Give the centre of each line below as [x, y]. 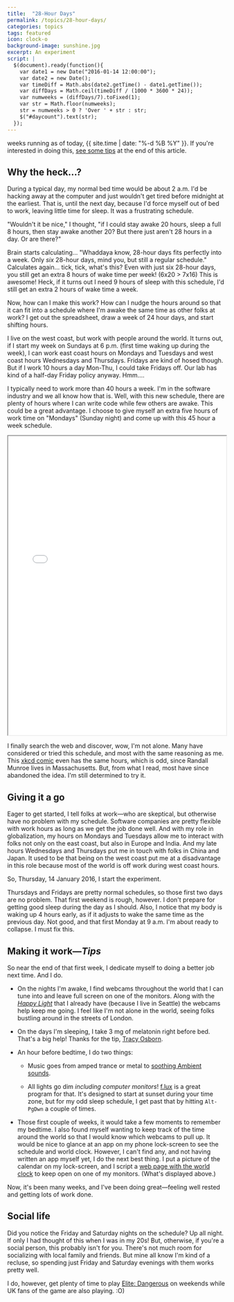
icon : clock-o [28, 40]
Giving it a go [36, 797]
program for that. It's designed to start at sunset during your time [120, 1094]
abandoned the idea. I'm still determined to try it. [76, 776]
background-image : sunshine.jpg [54, 46]
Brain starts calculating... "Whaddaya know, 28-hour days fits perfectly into [115, 252]
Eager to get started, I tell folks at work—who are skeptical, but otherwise [112, 814]
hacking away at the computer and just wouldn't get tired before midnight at [116, 196]
